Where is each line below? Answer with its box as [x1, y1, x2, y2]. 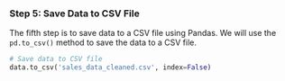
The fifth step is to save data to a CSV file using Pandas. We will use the [9, 28, 277, 39]
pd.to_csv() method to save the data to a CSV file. [9, 37, 197, 48]
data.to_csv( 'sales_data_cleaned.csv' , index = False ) [9, 63, 212, 72]
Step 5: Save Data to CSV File [9, 7, 140, 20]
